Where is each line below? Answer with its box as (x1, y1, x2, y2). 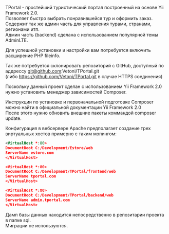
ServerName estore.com (5, 150, 54, 155)
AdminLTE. (5, 37, 28, 43)
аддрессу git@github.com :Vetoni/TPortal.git (5, 68, 99, 74)
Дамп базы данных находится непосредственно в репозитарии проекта (5, 211, 164, 218)
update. (5, 115, 22, 121)
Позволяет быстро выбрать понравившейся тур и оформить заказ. (5, 15, 153, 21)
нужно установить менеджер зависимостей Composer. (5, 89, 127, 95)
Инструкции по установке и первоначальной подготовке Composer (5, 99, 154, 105)
